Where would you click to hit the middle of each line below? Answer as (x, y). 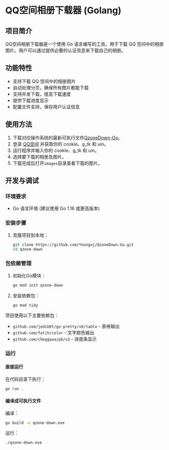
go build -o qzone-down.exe (35, 423)
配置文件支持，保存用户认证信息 (46, 107)
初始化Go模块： (29, 275)
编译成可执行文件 (23, 401)
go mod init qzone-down (38, 285)
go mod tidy (25, 305)
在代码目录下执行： (25, 379)
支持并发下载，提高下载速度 (42, 94)
